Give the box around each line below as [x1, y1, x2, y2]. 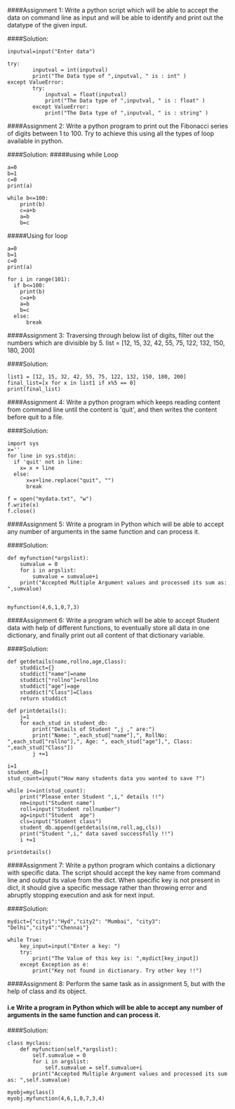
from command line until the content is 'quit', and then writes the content [7, 405, 217, 414]
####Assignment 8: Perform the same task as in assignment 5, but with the [7, 980, 226, 987]
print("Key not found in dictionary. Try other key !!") [32, 967, 202, 974]
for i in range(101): [7, 276, 71, 283]
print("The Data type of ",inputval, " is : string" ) [44, 110, 209, 117]
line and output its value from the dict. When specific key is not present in [7, 876, 220, 884]
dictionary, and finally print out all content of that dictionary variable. [7, 631, 206, 639]
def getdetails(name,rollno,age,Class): [7, 658, 128, 665]
